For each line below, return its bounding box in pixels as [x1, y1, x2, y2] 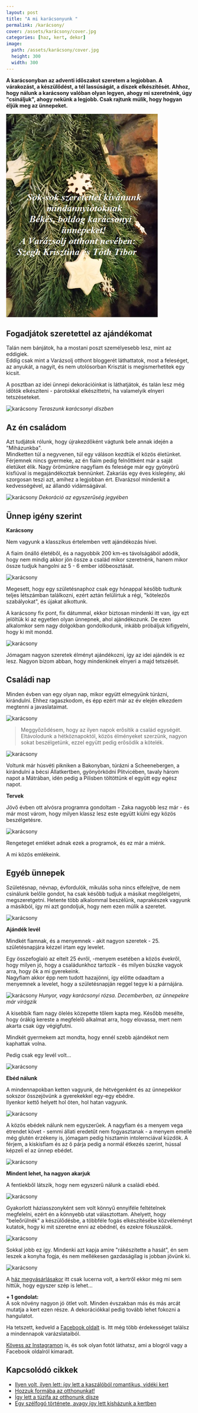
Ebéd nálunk [6, 1074, 37, 1081]
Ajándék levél [6, 926, 40, 933]
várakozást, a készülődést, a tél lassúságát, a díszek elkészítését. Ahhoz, [6, 83, 190, 90]
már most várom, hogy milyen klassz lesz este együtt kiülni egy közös [6, 810, 176, 817]
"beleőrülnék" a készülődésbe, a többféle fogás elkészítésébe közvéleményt [6, 1217, 193, 1224]
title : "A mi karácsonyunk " [6, 15, 78, 22]
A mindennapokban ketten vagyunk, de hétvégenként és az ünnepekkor [6, 1086, 181, 1093]
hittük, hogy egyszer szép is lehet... [6, 1282, 93, 1289]
